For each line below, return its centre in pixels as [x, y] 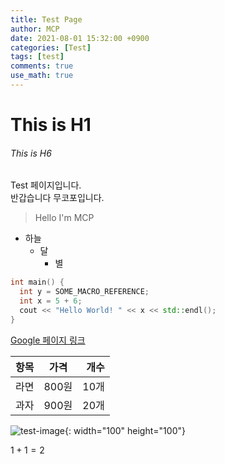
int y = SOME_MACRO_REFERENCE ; [84, 292]
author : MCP [35, 29]
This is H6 [31, 153]
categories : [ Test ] [51, 47]
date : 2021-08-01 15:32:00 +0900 [80, 38]
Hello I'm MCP [64, 218]
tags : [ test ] [37, 57]
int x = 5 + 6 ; [51, 301]
